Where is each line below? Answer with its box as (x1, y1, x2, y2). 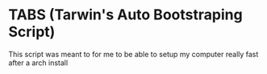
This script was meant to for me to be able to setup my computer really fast (8, 49, 259, 59)
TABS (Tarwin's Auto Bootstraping (8, 6, 244, 24)
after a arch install (8, 58, 69, 68)
